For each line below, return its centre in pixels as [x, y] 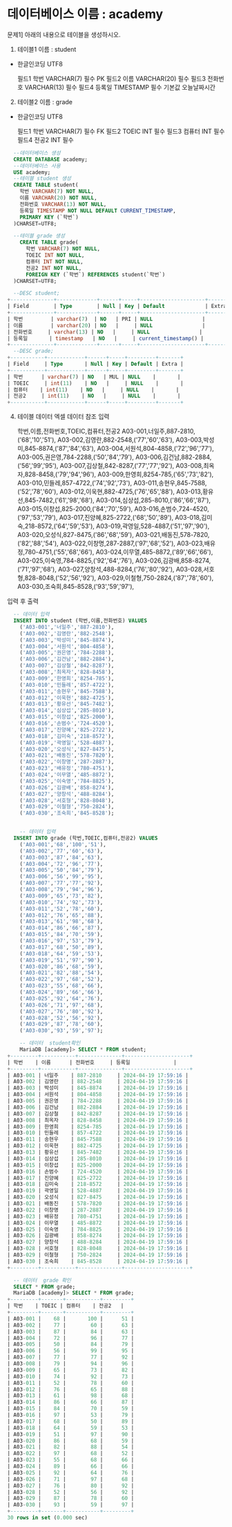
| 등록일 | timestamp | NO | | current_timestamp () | [106, 338]
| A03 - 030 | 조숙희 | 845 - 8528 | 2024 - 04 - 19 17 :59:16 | [98, 1261]
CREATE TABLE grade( [49, 242]
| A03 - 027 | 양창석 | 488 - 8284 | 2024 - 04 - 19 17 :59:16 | [98, 1242]
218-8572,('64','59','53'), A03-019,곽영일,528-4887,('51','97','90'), [117, 526]
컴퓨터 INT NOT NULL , [55, 262]
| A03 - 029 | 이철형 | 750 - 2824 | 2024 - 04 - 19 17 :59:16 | [98, 1255]
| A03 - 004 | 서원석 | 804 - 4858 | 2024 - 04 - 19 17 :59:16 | [98, 1095]
